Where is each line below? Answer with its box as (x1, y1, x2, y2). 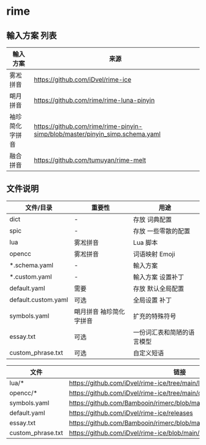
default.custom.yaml (9, 295, 69, 304)
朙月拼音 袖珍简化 (74, 307, 126, 315)
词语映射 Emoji (132, 250, 176, 258)
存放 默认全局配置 (132, 284, 185, 293)
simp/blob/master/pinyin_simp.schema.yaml (33, 130, 161, 138)
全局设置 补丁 (132, 296, 172, 304)
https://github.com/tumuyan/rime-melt (33, 156, 147, 164)
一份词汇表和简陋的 (132, 328, 189, 336)
